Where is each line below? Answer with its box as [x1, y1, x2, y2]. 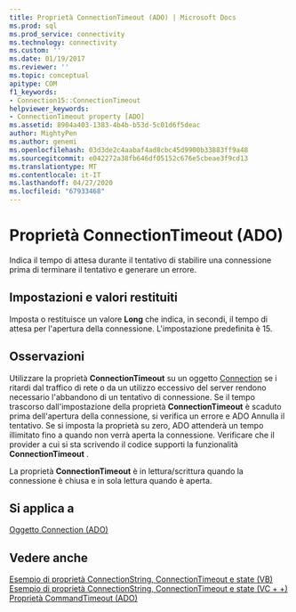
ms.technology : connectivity [9, 37, 117, 47]
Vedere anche [9, 550, 89, 566]
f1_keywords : [9, 87, 58, 96]
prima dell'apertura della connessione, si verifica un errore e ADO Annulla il [9, 411, 285, 421]
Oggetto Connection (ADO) [9, 525, 108, 535]
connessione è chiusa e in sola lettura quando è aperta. [9, 475, 212, 486]
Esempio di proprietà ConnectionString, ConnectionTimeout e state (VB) [9, 574, 274, 584]
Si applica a [9, 501, 75, 516]
